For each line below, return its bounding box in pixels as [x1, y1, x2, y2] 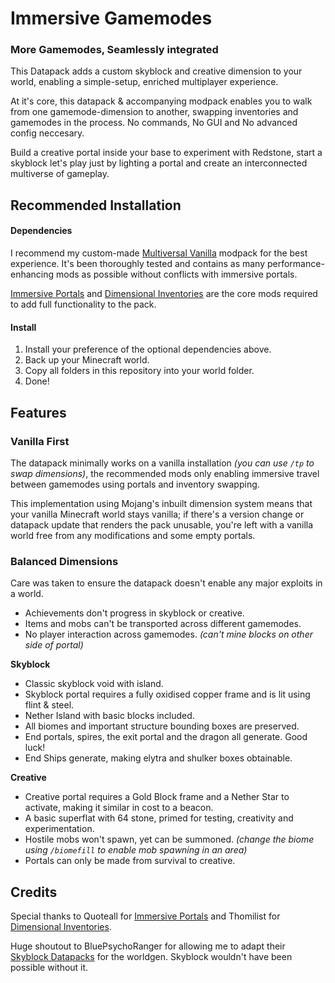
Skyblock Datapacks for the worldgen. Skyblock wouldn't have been [10, 951, 293, 963]
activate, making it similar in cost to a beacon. [24, 802, 214, 814]
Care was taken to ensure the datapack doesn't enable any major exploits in [10, 577, 323, 589]
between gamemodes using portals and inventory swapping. [10, 478, 260, 490]
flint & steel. [24, 699, 75, 711]
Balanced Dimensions [10, 554, 119, 568]
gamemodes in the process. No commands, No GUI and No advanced [10, 117, 298, 129]
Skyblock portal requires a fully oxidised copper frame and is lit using [24, 688, 311, 701]
